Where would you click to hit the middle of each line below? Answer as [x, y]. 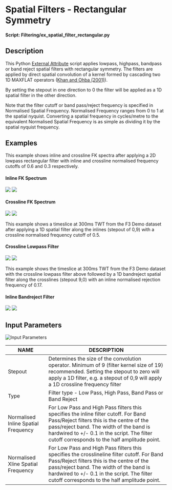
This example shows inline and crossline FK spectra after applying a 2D [81, 156]
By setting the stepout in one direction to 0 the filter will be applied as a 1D [84, 90]
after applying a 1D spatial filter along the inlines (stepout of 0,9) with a [80, 229]
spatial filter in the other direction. [41, 95]
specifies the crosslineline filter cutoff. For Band [106, 455]
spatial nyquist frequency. [33, 127]
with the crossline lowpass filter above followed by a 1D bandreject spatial [83, 274]
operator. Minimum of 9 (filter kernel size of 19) [106, 365]
